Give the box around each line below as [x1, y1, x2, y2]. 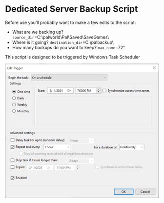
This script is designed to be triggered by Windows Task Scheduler [5, 54, 140, 60]
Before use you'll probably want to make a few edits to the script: [5, 20, 136, 25]
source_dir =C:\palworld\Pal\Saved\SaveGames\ [12, 34, 109, 40]
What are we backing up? [12, 29, 63, 35]
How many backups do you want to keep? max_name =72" [12, 44, 125, 50]
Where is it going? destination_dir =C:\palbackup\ [12, 39, 114, 45]
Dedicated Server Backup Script [5, 3, 138, 15]
